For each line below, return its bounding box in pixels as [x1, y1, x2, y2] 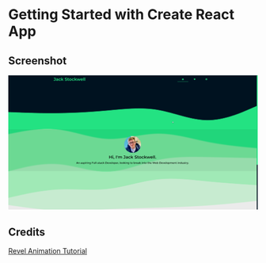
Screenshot [8, 54, 67, 67]
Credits [8, 225, 46, 238]
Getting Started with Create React [8, 6, 235, 24]
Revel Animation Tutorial [8, 246, 87, 255]
